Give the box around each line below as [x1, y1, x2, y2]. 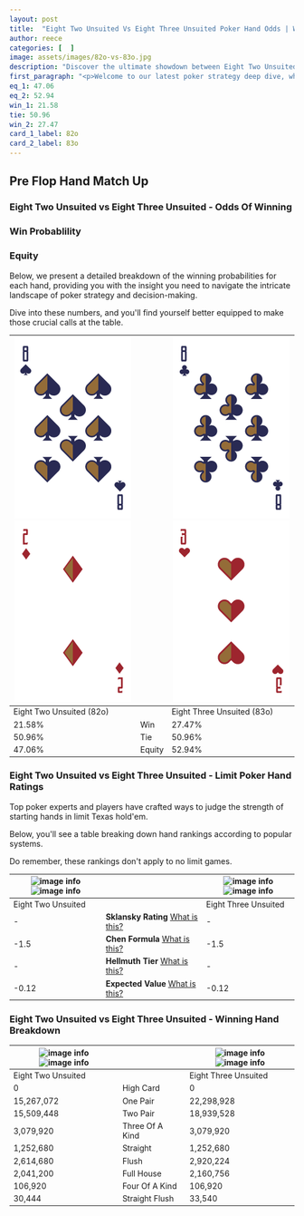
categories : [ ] [9, 44, 75, 53]
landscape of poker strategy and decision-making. [9, 289, 198, 300]
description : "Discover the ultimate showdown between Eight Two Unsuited [9, 63, 298, 72]
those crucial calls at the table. [9, 316, 124, 327]
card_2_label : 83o [9, 139, 79, 149]
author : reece [9, 34, 63, 43]
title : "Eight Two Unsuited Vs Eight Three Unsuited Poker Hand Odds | [9, 24, 290, 34]
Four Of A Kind [121, 1181, 177, 1192]
